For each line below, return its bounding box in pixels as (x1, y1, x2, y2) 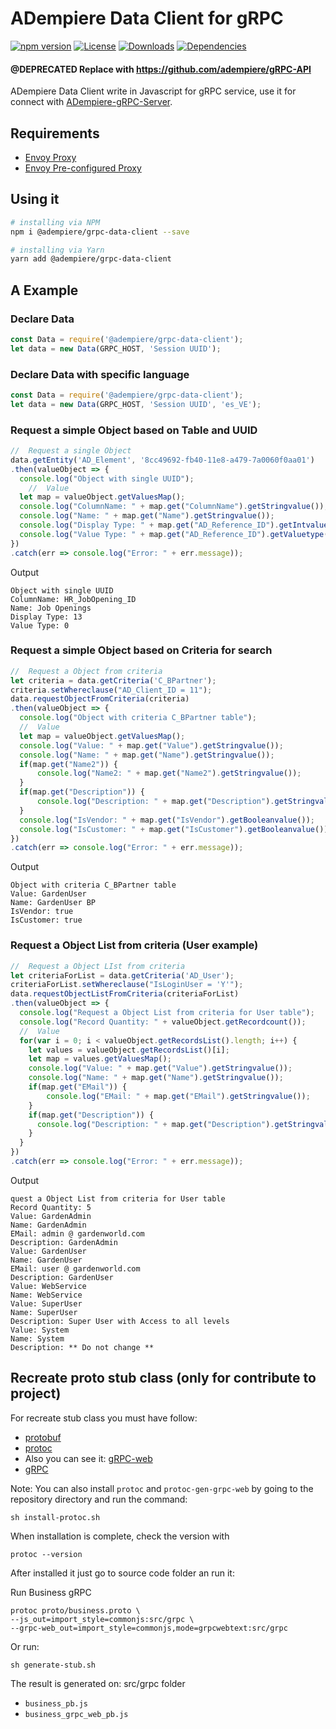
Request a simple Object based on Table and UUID (10, 423, 258, 437)
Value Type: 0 (10, 620, 70, 631)
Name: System (10, 1333, 65, 1344)
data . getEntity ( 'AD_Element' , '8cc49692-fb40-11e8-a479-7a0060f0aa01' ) (10, 455, 315, 465)
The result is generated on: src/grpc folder (10, 1677, 186, 1689)
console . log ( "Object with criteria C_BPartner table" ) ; (19, 713, 257, 723)
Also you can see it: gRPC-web (24, 1452, 153, 1464)
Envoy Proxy (24, 151, 77, 163)
